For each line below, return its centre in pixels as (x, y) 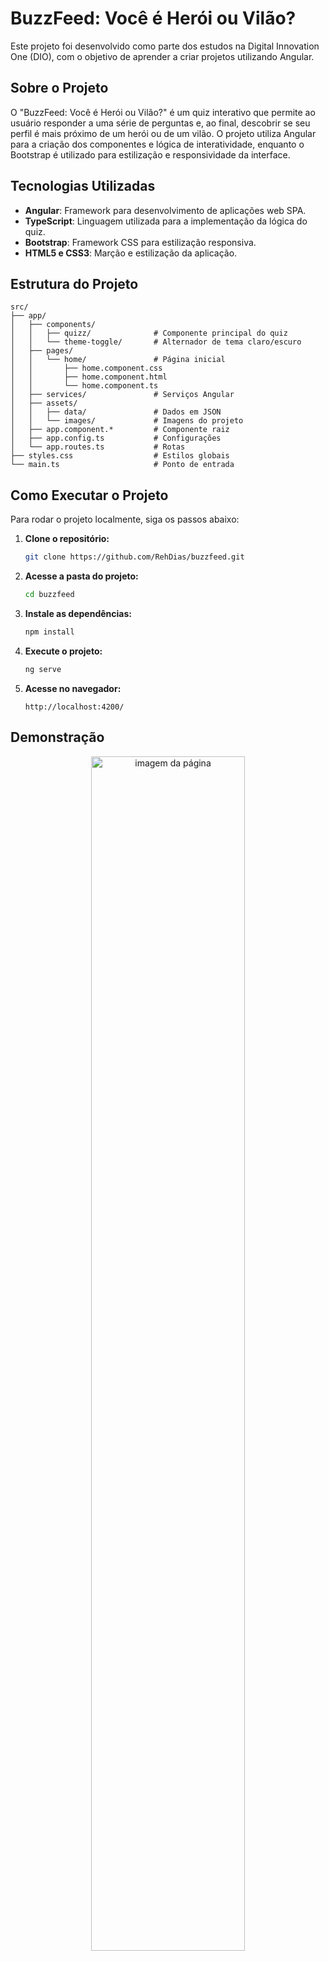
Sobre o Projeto (59, 88)
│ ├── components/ (53, 325)
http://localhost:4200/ (74, 707)
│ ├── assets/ (44, 403)
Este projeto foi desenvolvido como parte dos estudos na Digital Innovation (165, 46)
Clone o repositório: (67, 539)
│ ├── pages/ (42, 351)
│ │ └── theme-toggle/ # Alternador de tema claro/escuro (156, 342)
